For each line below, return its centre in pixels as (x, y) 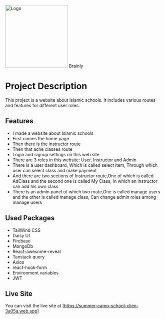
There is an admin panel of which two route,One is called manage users (86, 192)
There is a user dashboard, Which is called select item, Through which (85, 165)
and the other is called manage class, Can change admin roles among (84, 197)
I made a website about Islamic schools (53, 133)
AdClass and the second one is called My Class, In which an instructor (85, 181)
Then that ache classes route (42, 149)
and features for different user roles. (42, 105)
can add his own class (35, 186)
